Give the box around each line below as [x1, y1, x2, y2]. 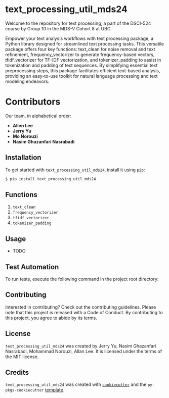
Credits [5, 368, 29, 377]
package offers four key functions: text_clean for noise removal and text [5, 46, 155, 52]
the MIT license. [5, 354, 39, 360]
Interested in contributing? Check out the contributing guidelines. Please [5, 304, 156, 310]
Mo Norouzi [12, 133, 38, 139]
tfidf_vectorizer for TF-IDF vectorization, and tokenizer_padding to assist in [5, 57, 161, 63]
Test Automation [5, 263, 59, 271]
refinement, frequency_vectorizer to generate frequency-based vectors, [5, 52, 155, 58]
